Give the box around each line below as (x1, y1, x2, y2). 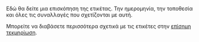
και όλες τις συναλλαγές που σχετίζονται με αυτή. (6, 11, 132, 18)
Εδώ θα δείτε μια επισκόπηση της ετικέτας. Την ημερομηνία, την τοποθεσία (6, 5, 193, 12)
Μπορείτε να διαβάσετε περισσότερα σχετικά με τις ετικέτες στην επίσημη (6, 23, 191, 30)
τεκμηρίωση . (6, 29, 37, 36)
